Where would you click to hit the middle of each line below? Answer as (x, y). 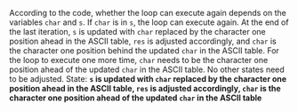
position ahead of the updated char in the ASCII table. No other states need (147, 69)
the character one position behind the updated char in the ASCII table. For (145, 51)
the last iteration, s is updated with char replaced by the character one (137, 32)
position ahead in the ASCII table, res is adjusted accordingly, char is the (145, 88)
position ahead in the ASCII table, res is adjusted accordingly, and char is (143, 41)
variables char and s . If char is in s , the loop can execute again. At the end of (149, 22)
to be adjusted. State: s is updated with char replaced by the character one (148, 79)
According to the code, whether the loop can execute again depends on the (148, 13)
